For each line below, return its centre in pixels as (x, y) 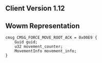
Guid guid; (26, 42)
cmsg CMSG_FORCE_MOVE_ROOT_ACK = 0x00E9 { (51, 38)
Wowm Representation (43, 26)
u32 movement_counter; (39, 47)
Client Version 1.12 (35, 8)
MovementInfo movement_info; (46, 51)
